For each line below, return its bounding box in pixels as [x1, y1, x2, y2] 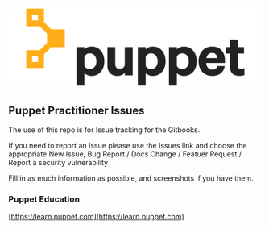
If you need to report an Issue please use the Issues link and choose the [8, 141, 247, 151]
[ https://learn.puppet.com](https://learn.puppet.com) [8, 212, 185, 222]
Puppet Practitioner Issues [8, 103, 145, 117]
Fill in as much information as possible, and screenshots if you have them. [8, 173, 254, 183]
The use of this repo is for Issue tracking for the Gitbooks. [8, 125, 201, 135]
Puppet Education [8, 194, 81, 205]
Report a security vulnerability [8, 158, 109, 168]
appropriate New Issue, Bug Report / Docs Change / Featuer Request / [8, 149, 242, 159]
